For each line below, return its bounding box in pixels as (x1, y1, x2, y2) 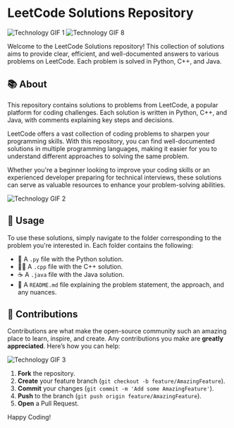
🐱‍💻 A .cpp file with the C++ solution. (17, 262, 123, 271)
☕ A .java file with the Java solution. (17, 270, 125, 278)
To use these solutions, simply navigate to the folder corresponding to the (7, 233, 222, 242)
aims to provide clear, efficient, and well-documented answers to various (7, 49, 220, 58)
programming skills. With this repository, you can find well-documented (7, 136, 215, 145)
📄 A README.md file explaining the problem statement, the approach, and (17, 280, 224, 289)
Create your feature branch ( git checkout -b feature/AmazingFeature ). (17, 376, 226, 386)
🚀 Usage (7, 215, 44, 227)
